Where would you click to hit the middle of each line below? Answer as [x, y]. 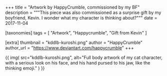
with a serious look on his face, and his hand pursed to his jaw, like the [78, 63]
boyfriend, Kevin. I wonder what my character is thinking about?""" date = [81, 18]
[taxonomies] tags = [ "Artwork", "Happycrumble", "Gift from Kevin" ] [76, 33]
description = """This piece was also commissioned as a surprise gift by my [83, 12]
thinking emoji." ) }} [25, 68]
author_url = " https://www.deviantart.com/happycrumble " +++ [69, 48]
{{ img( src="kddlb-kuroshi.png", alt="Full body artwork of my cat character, [84, 57]
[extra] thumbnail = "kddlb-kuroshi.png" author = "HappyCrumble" [74, 42]
